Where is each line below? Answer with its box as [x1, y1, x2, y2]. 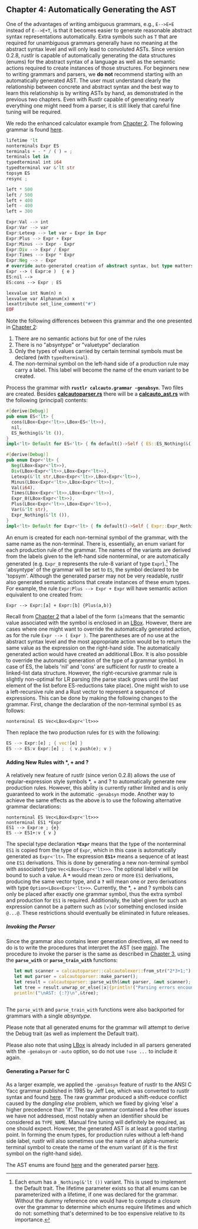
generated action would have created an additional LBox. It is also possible [6, 651, 188, 658]
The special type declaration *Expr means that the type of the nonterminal [6, 840, 186, 847]
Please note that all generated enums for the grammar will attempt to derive [6, 1024, 190, 1031]
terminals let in [6, 154, 49, 160]
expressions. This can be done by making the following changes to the [6, 695, 178, 702]
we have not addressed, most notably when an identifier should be [6, 1112, 168, 1119]
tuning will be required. [6, 108, 62, 115]
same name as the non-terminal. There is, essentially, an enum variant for [6, 540, 185, 547]
